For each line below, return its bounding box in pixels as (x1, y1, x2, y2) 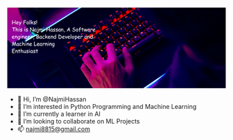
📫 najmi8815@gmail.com (17, 125, 91, 133)
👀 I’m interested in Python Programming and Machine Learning (17, 102, 197, 110)
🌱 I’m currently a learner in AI (17, 110, 101, 118)
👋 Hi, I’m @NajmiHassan (17, 94, 87, 103)
